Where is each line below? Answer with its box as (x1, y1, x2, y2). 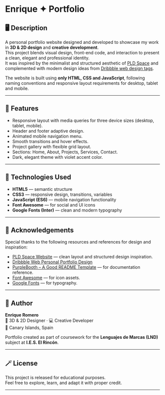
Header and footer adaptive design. (12, 128, 84, 134)
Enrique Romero (5, 312, 39, 318)
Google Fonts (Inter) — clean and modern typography (12, 207, 122, 213)
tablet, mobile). (12, 122, 43, 129)
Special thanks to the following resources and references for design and (5, 239, 151, 245)
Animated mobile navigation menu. (12, 133, 82, 139)
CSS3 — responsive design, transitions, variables (12, 191, 112, 197)
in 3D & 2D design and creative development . (5, 44, 99, 50)
